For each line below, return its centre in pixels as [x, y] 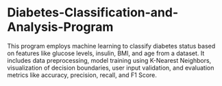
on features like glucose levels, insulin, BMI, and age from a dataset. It [106, 53]
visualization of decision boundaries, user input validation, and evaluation [111, 68]
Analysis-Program [60, 27]
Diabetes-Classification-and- [93, 13]
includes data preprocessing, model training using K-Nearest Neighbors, [109, 60]
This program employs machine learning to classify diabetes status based [111, 46]
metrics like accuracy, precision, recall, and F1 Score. [82, 75]
